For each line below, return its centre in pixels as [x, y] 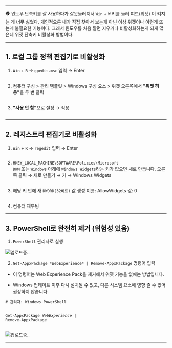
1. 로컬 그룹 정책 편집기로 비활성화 [55, 57]
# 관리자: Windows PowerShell [36, 302]
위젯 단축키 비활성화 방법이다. [44, 35]
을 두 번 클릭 [32, 92]
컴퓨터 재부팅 [26, 206]
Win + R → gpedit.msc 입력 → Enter [49, 70]
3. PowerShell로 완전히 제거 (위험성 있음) [68, 228]
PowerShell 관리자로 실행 [38, 241]
